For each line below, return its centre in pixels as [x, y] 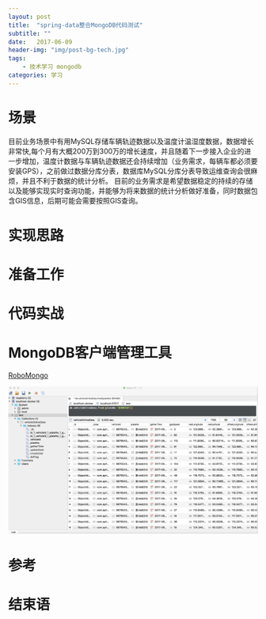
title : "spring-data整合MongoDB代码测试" [76, 25]
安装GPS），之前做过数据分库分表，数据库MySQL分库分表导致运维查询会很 [129, 171]
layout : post [30, 17]
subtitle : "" [30, 33]
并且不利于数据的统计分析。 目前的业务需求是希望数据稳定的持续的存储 [137, 180]
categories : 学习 [36, 75]
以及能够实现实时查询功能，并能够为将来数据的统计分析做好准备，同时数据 [129, 191]
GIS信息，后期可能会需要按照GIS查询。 [78, 200]
